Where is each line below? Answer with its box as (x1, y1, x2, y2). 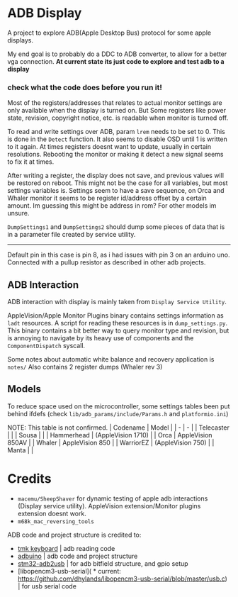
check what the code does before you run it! (7, 82, 163, 92)
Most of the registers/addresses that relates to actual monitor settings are (7, 99, 222, 107)
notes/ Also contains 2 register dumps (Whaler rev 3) (7, 363, 163, 372)
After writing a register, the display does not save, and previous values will (7, 172, 225, 180)
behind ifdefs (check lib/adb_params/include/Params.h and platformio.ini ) (7, 409, 229, 418)
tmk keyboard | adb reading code (17, 544, 115, 552)
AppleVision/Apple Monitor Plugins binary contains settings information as (7, 311, 225, 320)
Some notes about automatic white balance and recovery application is (7, 355, 215, 364)
